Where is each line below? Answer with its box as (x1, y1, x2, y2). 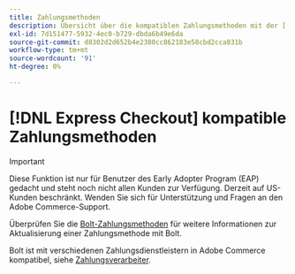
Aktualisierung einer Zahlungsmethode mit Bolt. (9, 227, 183, 239)
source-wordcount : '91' (9, 54, 97, 63)
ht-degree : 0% (9, 63, 62, 72)
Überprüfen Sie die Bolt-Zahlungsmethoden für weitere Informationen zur (9, 218, 277, 229)
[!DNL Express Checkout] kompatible (9, 108, 287, 128)
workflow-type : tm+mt (9, 46, 89, 55)
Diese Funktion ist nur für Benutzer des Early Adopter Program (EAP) (9, 173, 260, 184)
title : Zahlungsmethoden (9, 12, 101, 22)
